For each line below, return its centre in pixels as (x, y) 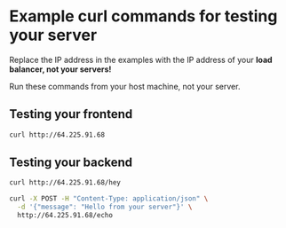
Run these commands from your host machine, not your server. (125, 86)
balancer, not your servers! (60, 69)
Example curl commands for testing (143, 16)
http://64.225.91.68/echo (65, 216)
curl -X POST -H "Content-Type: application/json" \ (109, 199)
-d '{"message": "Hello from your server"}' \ (105, 207)
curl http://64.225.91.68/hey (65, 183)
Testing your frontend (71, 114)
